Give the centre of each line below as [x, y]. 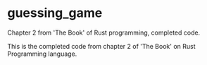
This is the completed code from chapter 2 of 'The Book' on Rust [101, 46]
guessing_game [55, 13]
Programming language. [42, 54]
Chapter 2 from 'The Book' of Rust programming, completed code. [104, 32]
